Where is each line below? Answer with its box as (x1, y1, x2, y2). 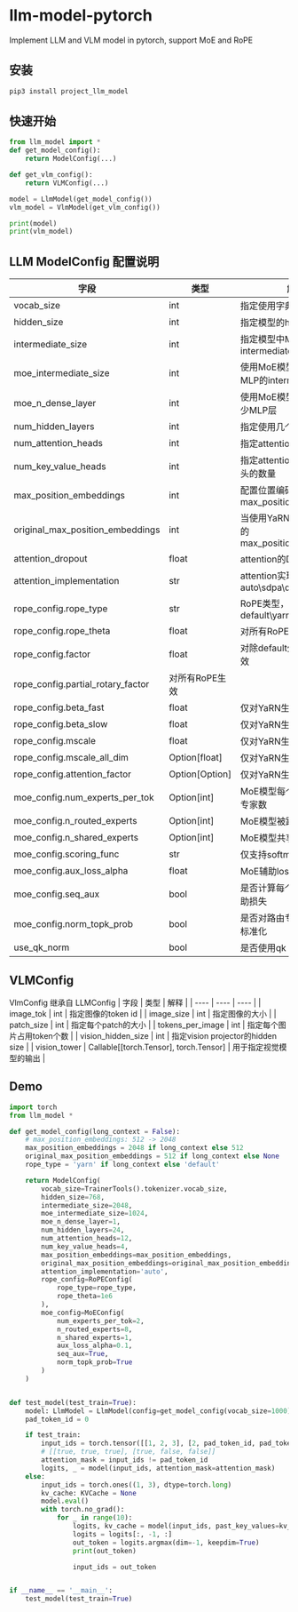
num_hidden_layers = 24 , (41, 1225, 125, 1235)
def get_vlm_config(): (9, 171, 93, 180)
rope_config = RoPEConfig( (41, 1275, 133, 1284)
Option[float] (168, 752, 223, 764)
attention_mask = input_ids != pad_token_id (41, 1456, 208, 1464)
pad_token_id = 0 (25, 1415, 90, 1424)
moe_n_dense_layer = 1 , (41, 1217, 122, 1226)
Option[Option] (168, 768, 232, 780)
